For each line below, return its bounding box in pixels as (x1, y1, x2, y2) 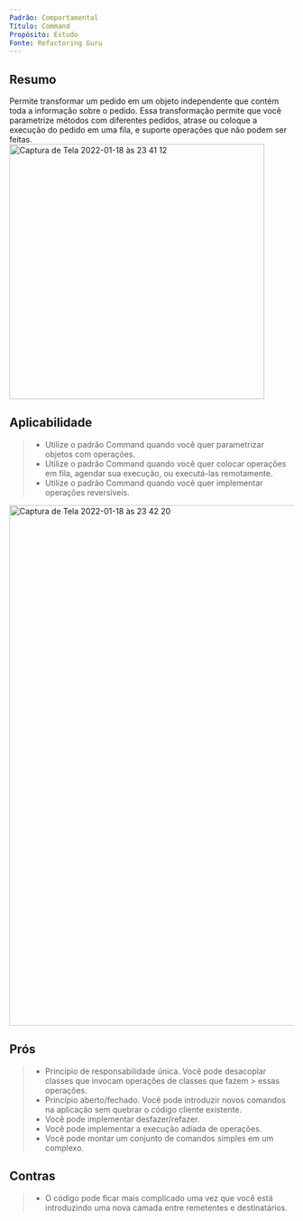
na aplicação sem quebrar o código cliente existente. (44, 1104, 243, 1115)
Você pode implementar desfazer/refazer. (44, 1114, 200, 1124)
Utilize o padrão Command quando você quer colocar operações (44, 458, 287, 469)
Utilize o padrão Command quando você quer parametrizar (44, 439, 264, 449)
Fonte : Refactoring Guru (9, 38, 103, 48)
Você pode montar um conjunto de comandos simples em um (44, 1133, 274, 1143)
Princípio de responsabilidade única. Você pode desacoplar (44, 1066, 267, 1077)
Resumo (9, 71, 57, 87)
